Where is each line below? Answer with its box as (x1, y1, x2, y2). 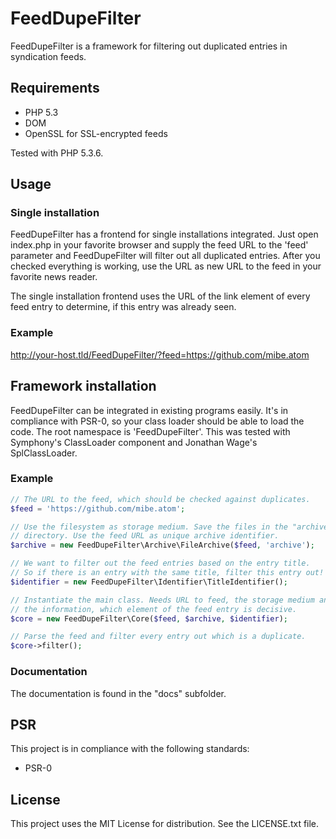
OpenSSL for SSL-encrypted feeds (24, 127, 168, 139)
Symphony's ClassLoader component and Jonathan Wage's (10, 436, 258, 448)
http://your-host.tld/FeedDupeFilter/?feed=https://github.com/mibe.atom (10, 348, 310, 361)
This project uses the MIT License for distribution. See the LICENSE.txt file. (10, 818, 320, 830)
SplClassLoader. (10, 447, 78, 459)
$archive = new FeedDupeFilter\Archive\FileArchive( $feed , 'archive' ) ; (10, 540, 315, 551)
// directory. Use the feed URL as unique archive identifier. (10, 531, 280, 541)
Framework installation (10, 378, 157, 395)
